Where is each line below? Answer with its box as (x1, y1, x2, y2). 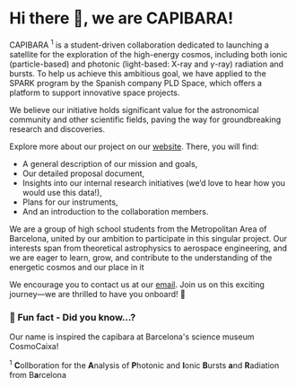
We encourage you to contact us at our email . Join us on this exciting (9, 278, 265, 290)
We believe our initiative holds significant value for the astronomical (9, 104, 259, 115)
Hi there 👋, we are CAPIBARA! (9, 8, 234, 29)
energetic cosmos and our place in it (9, 261, 145, 272)
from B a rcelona (9, 369, 67, 380)
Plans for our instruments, (22, 197, 118, 207)
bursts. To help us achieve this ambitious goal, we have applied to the (9, 67, 266, 79)
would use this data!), (22, 187, 103, 198)
